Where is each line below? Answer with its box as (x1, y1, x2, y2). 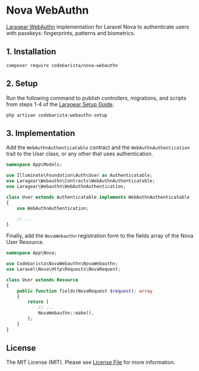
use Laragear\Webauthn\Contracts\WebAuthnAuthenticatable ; (6, 178, 156, 184)
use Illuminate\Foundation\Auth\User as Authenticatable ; (6, 173, 153, 179)
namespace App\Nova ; (6, 250, 58, 256)
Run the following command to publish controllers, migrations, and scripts (6, 94, 187, 102)
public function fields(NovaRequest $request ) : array (17, 288, 153, 294)
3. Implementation (6, 128, 75, 138)
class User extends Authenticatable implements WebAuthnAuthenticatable (6, 194, 190, 200)
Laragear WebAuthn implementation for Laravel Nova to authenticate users (6, 23, 189, 30)
